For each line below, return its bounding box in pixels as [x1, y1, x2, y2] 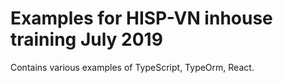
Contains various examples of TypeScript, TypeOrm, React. [10, 61, 255, 73]
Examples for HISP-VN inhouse [10, 7, 273, 30]
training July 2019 [10, 28, 163, 51]
